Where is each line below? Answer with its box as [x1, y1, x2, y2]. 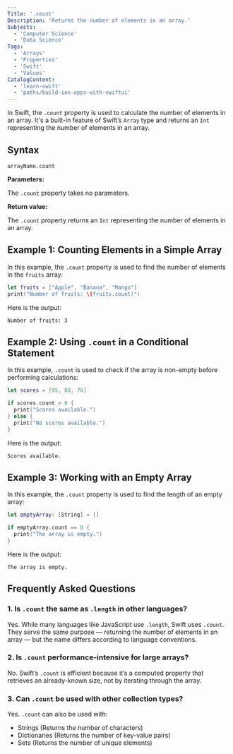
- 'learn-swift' [13, 83, 61, 90]
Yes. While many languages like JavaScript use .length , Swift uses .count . [7, 620, 225, 628]
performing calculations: [7, 373, 79, 382]
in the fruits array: [7, 270, 64, 279]
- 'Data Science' [13, 37, 65, 44]
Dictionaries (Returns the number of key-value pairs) [17, 731, 171, 740]
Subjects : [7, 23, 37, 30]
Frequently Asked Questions [7, 583, 136, 595]
